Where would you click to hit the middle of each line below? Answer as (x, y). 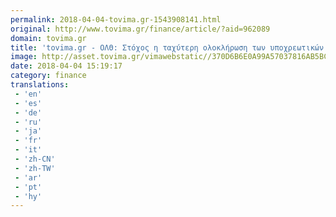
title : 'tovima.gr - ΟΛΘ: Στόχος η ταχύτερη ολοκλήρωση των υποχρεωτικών (167, 47)
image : (24, 57)
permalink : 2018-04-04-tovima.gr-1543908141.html (116, 19)
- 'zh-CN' (35, 159)
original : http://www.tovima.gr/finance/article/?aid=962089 (140, 29)
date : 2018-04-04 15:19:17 (66, 66)
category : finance (48, 76)
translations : (40, 85)
